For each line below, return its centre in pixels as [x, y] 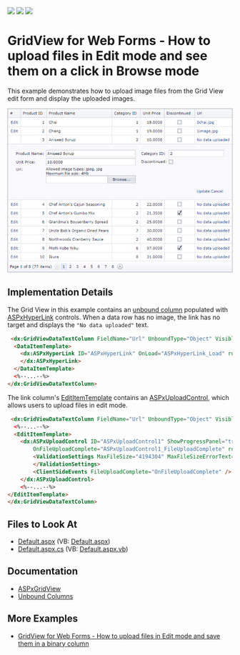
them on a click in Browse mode [104, 71]
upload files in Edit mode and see [107, 56]
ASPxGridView [39, 589]
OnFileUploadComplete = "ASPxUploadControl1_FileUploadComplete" [129, 449]
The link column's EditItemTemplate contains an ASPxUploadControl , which [119, 397]
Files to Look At [42, 524]
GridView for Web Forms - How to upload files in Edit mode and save [119, 636]
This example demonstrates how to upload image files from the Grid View [115, 91]
